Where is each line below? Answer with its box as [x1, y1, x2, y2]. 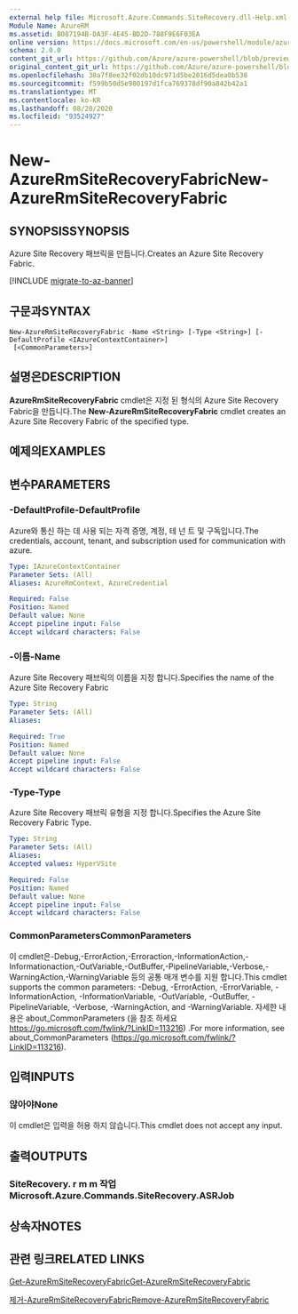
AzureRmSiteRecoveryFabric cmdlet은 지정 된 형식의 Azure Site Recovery [9, 395, 279, 405]
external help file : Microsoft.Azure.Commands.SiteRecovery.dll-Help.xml [9, 12, 288, 22]
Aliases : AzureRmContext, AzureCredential [9, 579, 169, 588]
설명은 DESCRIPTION [9, 370, 122, 385]
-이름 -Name [9, 650, 61, 662]
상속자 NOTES [9, 1219, 82, 1234]
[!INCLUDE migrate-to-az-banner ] [9, 276, 134, 286]
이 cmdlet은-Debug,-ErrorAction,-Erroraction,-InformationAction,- [9, 950, 249, 961]
